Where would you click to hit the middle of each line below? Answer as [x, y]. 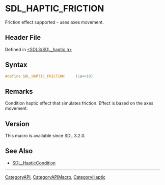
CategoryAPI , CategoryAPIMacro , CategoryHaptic [55, 177]
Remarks [19, 91]
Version [17, 124]
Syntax [16, 65]
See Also [19, 151]
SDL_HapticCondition [34, 163]
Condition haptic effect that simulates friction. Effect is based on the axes [79, 103]
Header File [23, 38]
